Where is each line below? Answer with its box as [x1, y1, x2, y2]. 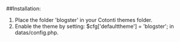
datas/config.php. [14, 29, 59, 36]
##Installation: [6, 5, 41, 12]
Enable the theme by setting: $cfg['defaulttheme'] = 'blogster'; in [14, 23, 174, 30]
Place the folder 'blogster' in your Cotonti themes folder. [14, 17, 153, 23]
